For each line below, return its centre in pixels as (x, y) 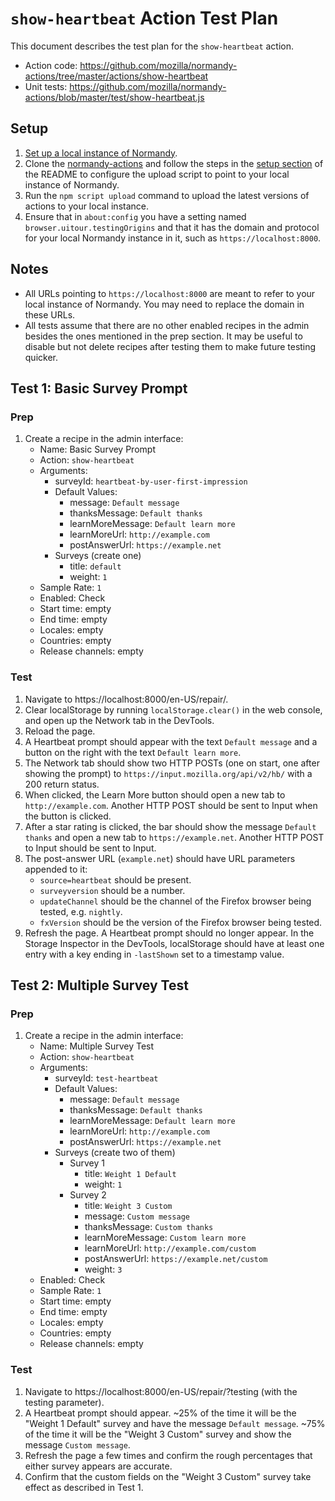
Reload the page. (60, 731)
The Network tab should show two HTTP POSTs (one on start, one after (172, 763)
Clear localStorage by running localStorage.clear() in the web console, (173, 709)
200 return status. (62, 784)
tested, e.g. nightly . (81, 911)
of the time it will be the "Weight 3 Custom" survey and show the (158, 1434)
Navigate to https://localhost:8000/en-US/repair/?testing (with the (161, 1391)
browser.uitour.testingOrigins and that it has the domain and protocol (172, 227)
